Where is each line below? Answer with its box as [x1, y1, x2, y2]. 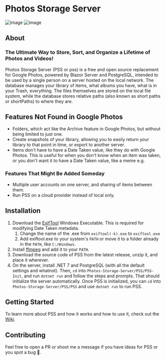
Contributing [5, 331, 46, 339]
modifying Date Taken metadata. [12, 225, 80, 231]
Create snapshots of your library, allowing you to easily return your [12, 137, 149, 143]
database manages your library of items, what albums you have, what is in [5, 82, 157, 88]
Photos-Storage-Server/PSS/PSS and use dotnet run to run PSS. [12, 283, 143, 289]
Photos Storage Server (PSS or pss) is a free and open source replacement [5, 66, 159, 72]
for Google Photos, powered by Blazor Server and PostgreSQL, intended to [5, 72, 159, 78]
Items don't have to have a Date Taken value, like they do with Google [12, 147, 156, 153]
